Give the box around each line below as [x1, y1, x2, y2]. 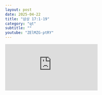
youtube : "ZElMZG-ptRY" [5, 30, 54, 35]
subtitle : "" [5, 26, 32, 31]
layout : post [5, 7, 32, 12]
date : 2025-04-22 [5, 12, 41, 17]
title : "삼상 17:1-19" [5, 16, 50, 21]
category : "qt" [5, 21, 36, 26]
